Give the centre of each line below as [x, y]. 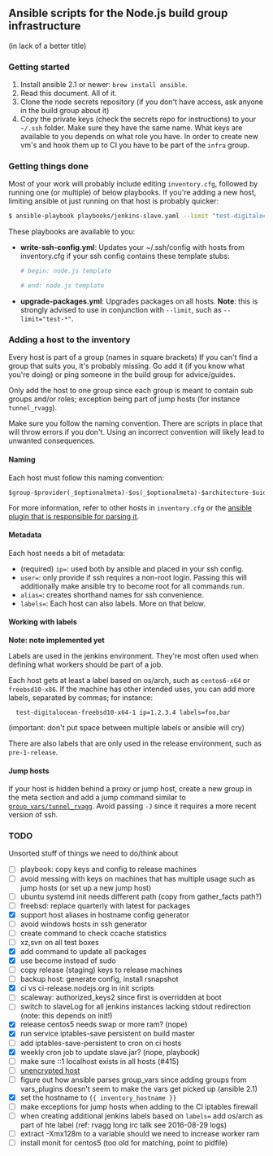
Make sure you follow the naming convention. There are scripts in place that [136, 423]
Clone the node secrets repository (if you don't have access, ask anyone [142, 102]
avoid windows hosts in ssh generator [84, 924]
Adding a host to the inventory [69, 339]
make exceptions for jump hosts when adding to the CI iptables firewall [139, 1106]
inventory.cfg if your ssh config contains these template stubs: [125, 256]
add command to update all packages [83, 951]
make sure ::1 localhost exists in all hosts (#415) [100, 1061]
